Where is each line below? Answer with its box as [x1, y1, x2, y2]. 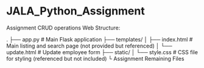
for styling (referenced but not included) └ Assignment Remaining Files [6, 55, 185, 62]
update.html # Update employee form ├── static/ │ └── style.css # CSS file [6, 48, 198, 55]
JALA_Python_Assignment [6, 4, 145, 18]
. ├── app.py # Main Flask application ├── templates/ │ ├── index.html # [6, 36, 193, 43]
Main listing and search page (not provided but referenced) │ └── [6, 42, 172, 49]
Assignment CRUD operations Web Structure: [6, 24, 121, 31]
